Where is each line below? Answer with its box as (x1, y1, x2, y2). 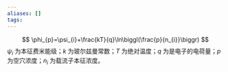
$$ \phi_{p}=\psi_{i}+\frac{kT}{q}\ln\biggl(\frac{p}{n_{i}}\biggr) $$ (21, 35, 209, 43)
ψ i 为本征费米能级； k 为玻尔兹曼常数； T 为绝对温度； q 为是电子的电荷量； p (7, 47, 221, 57)
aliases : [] (7, 10, 41, 17)
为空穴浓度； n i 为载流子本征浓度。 (7, 56, 104, 67)
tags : (7, 16, 23, 23)
